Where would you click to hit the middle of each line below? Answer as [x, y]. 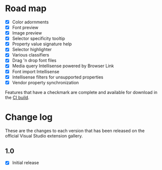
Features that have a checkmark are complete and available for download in [81, 92]
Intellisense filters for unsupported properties [58, 77]
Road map [26, 9]
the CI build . [17, 97]
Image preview [27, 33]
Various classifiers [31, 55]
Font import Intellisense [36, 72]
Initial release [25, 163]
